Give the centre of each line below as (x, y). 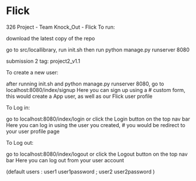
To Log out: (20, 142)
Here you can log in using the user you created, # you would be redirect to (96, 125)
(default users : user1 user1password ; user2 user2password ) (80, 172)
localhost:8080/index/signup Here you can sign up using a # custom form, (96, 90)
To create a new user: (32, 72)
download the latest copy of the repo (51, 38)
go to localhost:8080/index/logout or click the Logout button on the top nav (97, 154)
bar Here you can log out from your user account (65, 160)
